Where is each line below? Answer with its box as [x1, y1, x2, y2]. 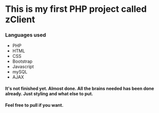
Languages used [5, 32, 46, 38]
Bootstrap [12, 58, 33, 65]
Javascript [12, 64, 34, 70]
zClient [5, 14, 36, 25]
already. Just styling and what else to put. [5, 91, 93, 97]
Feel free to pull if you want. [5, 102, 63, 108]
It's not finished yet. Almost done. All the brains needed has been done [5, 85, 155, 92]
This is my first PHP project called [5, 3, 147, 15]
